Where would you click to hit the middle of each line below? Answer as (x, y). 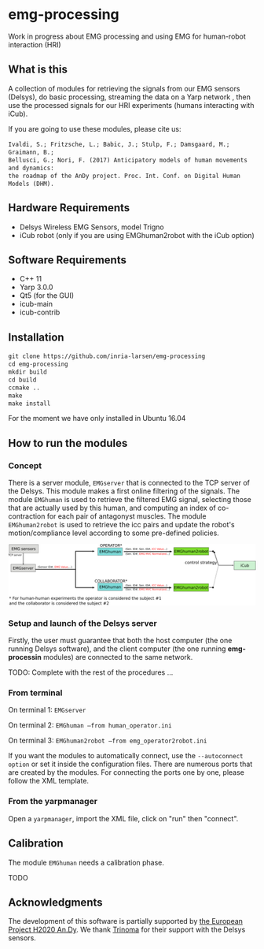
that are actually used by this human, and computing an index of (112, 508)
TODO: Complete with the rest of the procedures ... (91, 672)
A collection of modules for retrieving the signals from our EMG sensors (124, 88)
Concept (25, 465)
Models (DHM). (31, 184)
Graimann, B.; (31, 152)
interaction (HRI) (35, 44)
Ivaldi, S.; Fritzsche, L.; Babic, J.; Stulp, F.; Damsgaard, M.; (119, 144)
